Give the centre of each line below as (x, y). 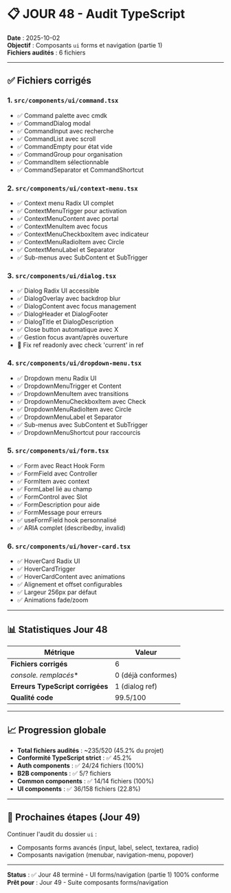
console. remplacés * (45, 675)
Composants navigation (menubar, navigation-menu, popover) (105, 854)
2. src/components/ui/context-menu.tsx (73, 188)
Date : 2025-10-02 (34, 38)
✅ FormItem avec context (53, 481)
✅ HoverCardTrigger (46, 569)
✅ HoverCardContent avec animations (71, 577)
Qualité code (32, 697)
